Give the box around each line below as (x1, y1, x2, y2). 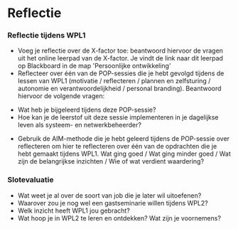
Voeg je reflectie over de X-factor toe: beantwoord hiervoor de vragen (17, 46, 224, 55)
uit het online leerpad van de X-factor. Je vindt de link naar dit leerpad (17, 54, 224, 63)
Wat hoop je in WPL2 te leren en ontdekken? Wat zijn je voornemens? (17, 213, 222, 222)
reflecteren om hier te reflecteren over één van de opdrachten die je (17, 142, 217, 151)
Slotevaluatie (7, 175, 54, 185)
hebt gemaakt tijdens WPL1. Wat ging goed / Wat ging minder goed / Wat (17, 149, 231, 158)
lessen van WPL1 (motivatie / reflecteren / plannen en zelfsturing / (17, 77, 211, 85)
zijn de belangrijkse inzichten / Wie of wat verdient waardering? (17, 157, 205, 166)
